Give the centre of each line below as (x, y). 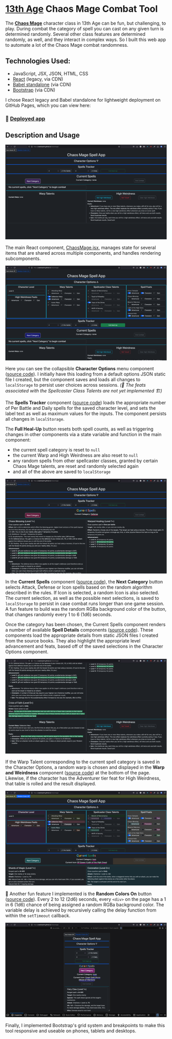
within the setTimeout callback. (38, 915)
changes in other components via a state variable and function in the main (83, 435)
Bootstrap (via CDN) (34, 90)
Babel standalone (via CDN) (42, 84)
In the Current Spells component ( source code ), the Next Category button (84, 581)
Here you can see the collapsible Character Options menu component (80, 369)
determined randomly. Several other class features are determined (76, 34)
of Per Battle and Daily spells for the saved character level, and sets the (81, 408)
